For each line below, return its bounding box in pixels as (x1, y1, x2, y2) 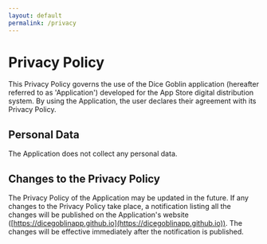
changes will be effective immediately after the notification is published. (8, 227, 245, 237)
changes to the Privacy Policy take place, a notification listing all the (8, 202, 231, 211)
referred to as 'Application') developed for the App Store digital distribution (8, 88, 254, 98)
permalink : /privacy (8, 19, 77, 27)
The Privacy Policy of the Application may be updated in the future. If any (8, 193, 249, 203)
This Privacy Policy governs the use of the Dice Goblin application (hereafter (8, 79, 259, 89)
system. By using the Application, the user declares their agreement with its (8, 96, 257, 106)
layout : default (8, 11, 62, 20)
